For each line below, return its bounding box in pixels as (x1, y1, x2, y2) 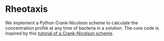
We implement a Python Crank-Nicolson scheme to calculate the (5, 20, 138, 26)
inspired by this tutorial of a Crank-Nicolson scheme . (5, 30, 114, 36)
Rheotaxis (5, 3, 48, 15)
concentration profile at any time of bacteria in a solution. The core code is (5, 25, 159, 31)
